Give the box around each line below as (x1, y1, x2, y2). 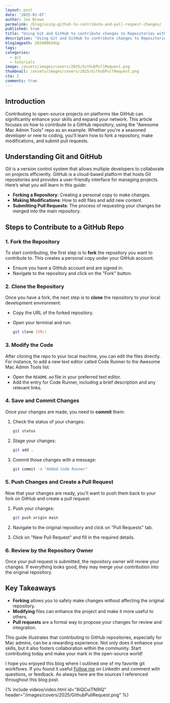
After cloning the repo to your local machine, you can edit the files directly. (5, 353, 161, 359)
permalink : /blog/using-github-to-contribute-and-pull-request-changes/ (5, 21, 162, 27)
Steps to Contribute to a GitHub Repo (5, 223, 124, 231)
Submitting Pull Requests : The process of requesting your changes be (12, 203, 161, 209)
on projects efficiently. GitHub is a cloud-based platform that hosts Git (5, 171, 151, 177)
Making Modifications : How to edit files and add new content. (12, 197, 143, 203)
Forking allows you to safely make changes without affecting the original (12, 597, 164, 603)
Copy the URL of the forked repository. (12, 310, 94, 316)
